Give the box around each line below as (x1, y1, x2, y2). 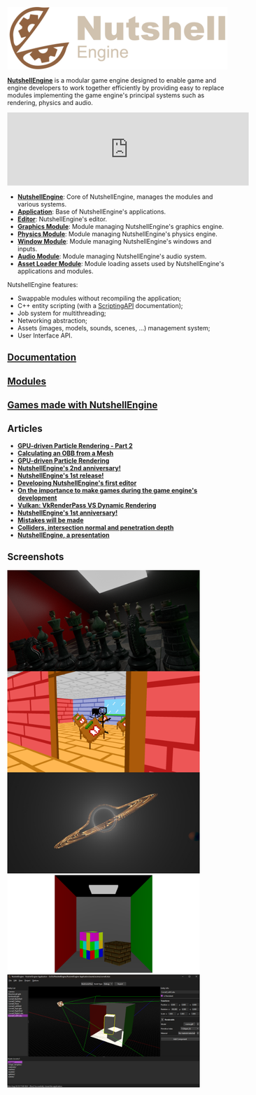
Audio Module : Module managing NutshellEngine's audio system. (17, 252, 207, 260)
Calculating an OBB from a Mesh (17, 449, 114, 457)
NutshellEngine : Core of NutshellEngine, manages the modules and (17, 193, 213, 201)
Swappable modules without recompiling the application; (17, 294, 182, 302)
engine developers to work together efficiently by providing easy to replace (7, 83, 225, 92)
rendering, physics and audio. (7, 98, 93, 106)
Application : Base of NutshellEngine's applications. (17, 207, 166, 216)
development (17, 494, 57, 502)
